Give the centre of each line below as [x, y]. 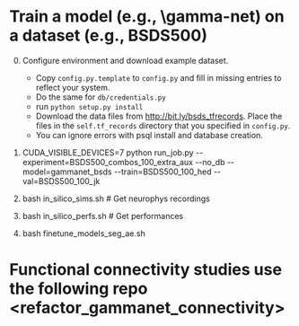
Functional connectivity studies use [146, 270]
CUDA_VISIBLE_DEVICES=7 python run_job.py [108, 152]
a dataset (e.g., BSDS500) [109, 35]
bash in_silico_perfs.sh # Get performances [103, 216]
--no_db [210, 162]
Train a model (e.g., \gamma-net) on [147, 17]
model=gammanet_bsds [67, 172]
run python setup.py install [89, 106]
